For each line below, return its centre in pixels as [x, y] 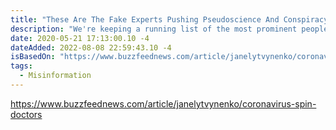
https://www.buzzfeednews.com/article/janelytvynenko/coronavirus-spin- [163, 103]
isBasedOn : [33, 57]
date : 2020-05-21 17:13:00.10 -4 [80, 38]
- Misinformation [55, 76]
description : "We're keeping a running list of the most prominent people [169, 29]
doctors [26, 114]
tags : [21, 66]
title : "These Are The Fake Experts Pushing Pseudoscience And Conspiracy [169, 19]
